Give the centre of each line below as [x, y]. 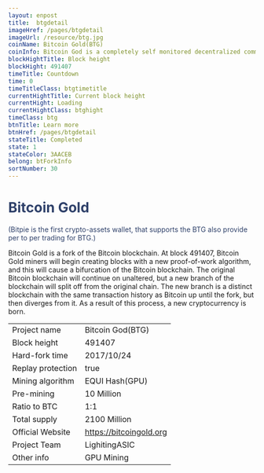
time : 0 [21, 81]
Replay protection [44, 368]
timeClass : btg [33, 118]
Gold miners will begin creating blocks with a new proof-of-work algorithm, [130, 261]
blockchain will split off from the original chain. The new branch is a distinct [130, 286]
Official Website [41, 431]
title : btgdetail [38, 23]
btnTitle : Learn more [44, 125]
